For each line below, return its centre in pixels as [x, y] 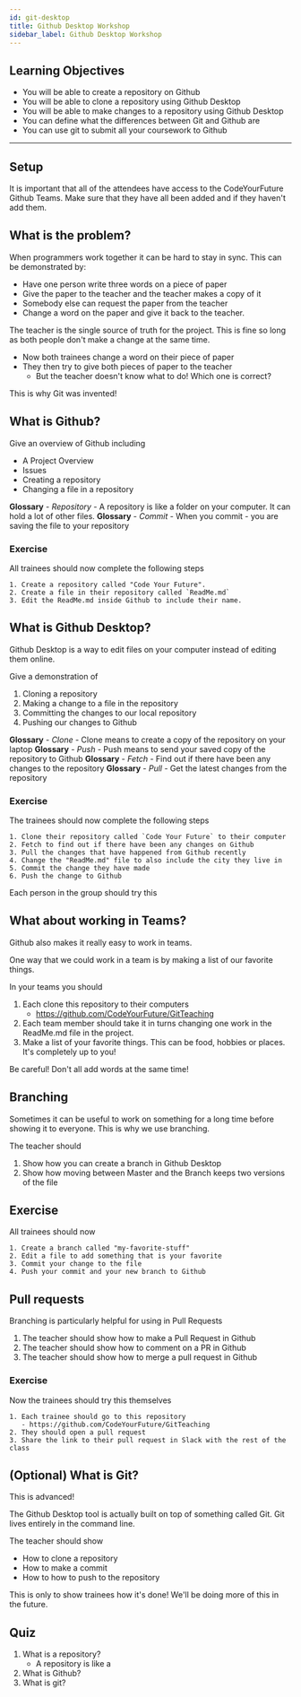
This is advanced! [42, 1497]
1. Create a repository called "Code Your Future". [107, 584]
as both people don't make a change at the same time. [110, 339]
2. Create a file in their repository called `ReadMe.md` [120, 593]
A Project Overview [58, 460]
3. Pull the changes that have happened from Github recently [128, 853]
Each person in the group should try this [83, 893]
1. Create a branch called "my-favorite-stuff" [100, 1248]
